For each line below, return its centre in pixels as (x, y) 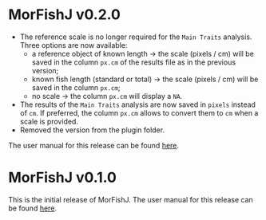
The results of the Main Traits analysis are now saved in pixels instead (137, 104)
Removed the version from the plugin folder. (92, 130)
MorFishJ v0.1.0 (63, 178)
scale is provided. (49, 121)
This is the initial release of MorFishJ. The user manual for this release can (131, 199)
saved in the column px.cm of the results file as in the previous (134, 62)
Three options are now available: (73, 45)
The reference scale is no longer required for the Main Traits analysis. (136, 37)
